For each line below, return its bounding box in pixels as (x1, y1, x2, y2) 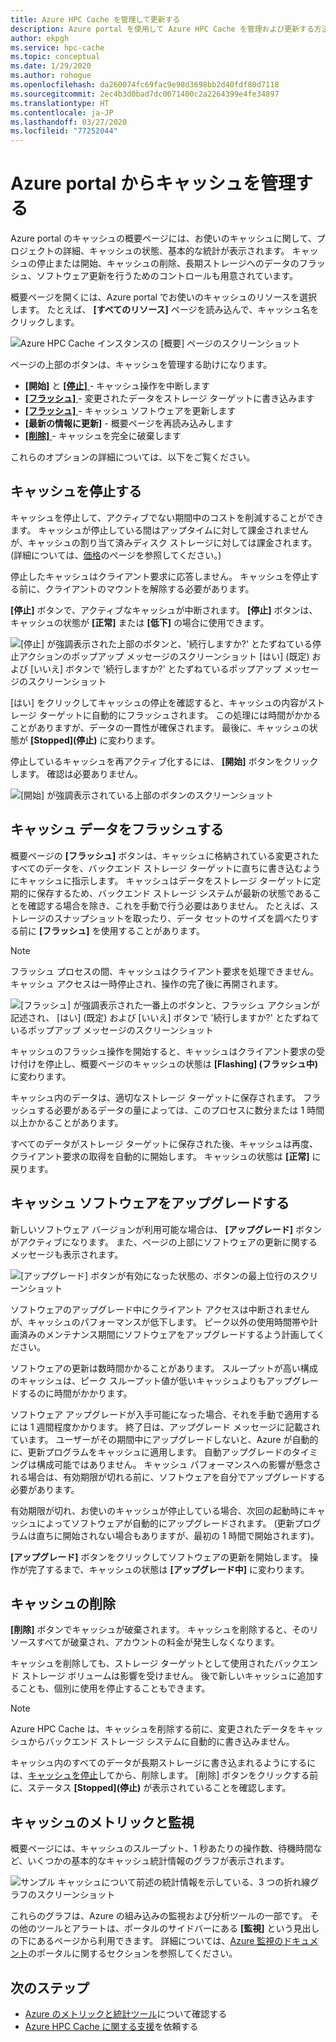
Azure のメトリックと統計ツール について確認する (24, 2007, 228, 2020)
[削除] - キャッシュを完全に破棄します (24, 430, 182, 442)
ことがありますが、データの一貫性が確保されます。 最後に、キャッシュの (10, 721, 310, 733)
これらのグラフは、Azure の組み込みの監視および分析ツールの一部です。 (10, 1910, 308, 1922)
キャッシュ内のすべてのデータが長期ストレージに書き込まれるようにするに (10, 1757, 317, 1769)
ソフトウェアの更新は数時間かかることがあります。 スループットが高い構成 (10, 1362, 318, 1374)
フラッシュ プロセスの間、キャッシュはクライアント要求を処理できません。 (10, 965, 319, 977)
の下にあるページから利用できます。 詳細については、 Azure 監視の (10, 1935, 284, 1947)
